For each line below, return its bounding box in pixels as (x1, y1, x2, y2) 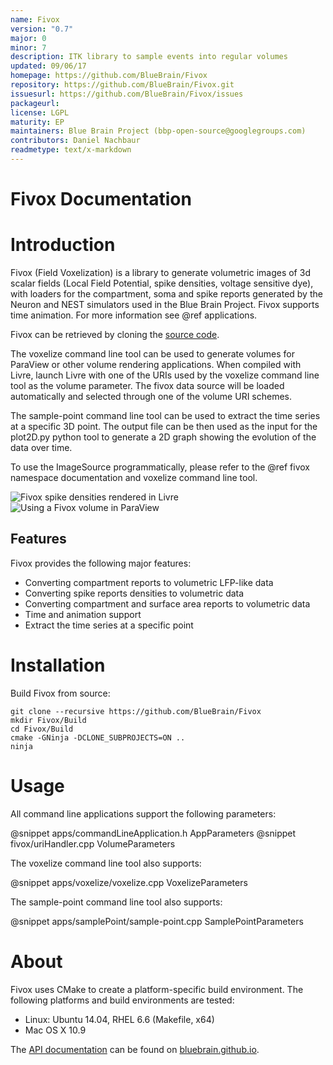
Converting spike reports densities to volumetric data (24, 587, 245, 599)
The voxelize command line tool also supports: (10, 857, 202, 869)
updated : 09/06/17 (10, 61, 87, 71)
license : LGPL (10, 107, 70, 118)
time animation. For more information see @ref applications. (10, 309, 258, 321)
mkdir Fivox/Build (10, 715, 87, 725)
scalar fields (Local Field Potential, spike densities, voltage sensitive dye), (10, 277, 314, 289)
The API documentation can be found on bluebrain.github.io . (10, 1043, 260, 1055)
